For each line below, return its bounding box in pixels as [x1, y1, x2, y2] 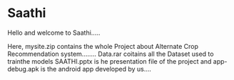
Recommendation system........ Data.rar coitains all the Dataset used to [7, 50, 214, 58]
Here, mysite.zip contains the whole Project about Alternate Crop [7, 42, 198, 50]
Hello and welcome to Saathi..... [7, 28, 101, 37]
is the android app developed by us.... [40, 64, 152, 73]
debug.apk [7, 64, 39, 73]
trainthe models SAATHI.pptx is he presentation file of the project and [7, 57, 212, 65]
